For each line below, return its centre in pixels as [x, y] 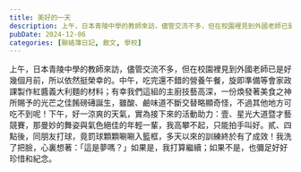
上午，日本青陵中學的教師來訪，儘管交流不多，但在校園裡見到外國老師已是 [146, 69]
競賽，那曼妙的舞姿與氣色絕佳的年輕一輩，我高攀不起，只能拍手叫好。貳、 [146, 125]
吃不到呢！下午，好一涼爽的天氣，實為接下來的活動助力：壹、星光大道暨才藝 [150, 114]
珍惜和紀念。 [33, 159]
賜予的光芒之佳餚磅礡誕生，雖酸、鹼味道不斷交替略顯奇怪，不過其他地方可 [154, 103]
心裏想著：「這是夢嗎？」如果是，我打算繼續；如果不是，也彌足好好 [164, 148]
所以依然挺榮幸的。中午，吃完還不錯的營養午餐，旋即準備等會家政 [170, 81]
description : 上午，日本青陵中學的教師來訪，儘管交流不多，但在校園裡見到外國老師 [146, 26]
